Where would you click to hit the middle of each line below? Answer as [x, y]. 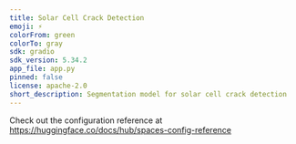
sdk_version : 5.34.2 [49, 60]
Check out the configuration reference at [86, 120]
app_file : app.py [42, 69]
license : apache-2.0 [49, 86]
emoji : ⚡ [26, 26]
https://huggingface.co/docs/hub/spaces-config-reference [121, 129]
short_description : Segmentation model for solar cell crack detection [148, 94]
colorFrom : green [42, 35]
